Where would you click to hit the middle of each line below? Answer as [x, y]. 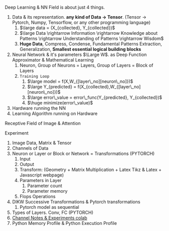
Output [27, 164]
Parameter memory [47, 191]
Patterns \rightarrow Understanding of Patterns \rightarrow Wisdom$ [92, 38]
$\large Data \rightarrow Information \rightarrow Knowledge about [89, 33]
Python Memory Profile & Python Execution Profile [65, 223]
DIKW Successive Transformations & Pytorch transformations [76, 202]
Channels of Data [30, 148]
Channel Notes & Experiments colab [50, 218]
